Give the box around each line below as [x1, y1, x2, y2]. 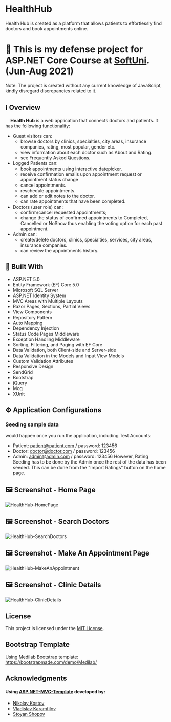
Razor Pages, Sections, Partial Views [12, 303, 91, 309]
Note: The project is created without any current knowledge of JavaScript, [5, 82, 162, 88]
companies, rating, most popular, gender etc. [20, 143, 116, 150]
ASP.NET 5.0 [12, 276, 40, 282]
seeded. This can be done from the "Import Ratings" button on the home [12, 465, 166, 471]
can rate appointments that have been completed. [20, 198, 126, 205]
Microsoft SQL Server [12, 287, 59, 293]
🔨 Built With [5, 263, 44, 271]
